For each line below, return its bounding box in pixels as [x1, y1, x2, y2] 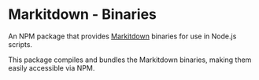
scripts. [8, 39, 33, 49]
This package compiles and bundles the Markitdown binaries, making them [8, 55, 252, 64]
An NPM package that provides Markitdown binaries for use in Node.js [8, 31, 237, 41]
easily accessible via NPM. [8, 63, 95, 72]
